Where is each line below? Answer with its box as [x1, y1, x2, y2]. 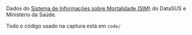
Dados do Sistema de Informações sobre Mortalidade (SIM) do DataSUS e [6, 5, 186, 12]
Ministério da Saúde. [6, 11, 57, 18]
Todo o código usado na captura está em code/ [6, 23, 121, 29]
